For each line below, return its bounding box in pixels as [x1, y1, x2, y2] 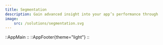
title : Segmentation [5, 7, 47, 12]
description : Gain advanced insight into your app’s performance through [5, 12, 159, 17]
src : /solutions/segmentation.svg [14, 21, 84, 26]
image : [5, 16, 19, 21]
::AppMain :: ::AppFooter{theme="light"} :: [5, 34, 90, 40]
